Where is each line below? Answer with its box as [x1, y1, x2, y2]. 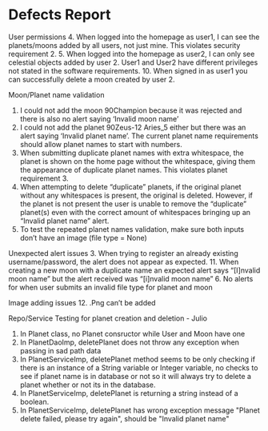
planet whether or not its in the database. [19, 380, 156, 389]
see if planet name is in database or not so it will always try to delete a [19, 371, 252, 381]
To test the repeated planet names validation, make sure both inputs [19, 224, 245, 233]
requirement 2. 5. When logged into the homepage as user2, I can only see [8, 49, 255, 58]
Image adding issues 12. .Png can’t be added [8, 297, 156, 307]
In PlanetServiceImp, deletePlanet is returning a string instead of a [19, 388, 238, 397]
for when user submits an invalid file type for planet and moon [8, 282, 214, 292]
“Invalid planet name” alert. [19, 216, 110, 225]
